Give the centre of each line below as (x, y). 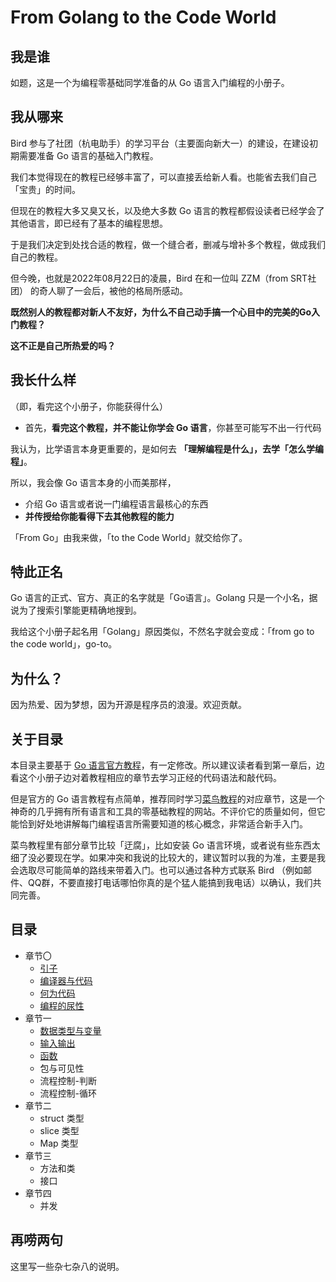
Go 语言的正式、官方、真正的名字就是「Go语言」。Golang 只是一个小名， (160, 598)
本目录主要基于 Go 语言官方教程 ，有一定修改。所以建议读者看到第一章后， (163, 765)
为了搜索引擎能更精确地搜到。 (80, 610)
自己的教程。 (36, 257)
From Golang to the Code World (143, 17)
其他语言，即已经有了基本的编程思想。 (89, 223)
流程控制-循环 (68, 1093)
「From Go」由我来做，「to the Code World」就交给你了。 (129, 537)
